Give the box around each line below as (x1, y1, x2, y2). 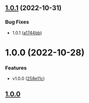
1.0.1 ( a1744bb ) (12, 29, 42, 36)
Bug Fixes (5, 19, 30, 26)
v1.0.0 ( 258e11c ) (12, 76, 45, 81)
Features (5, 64, 27, 71)
